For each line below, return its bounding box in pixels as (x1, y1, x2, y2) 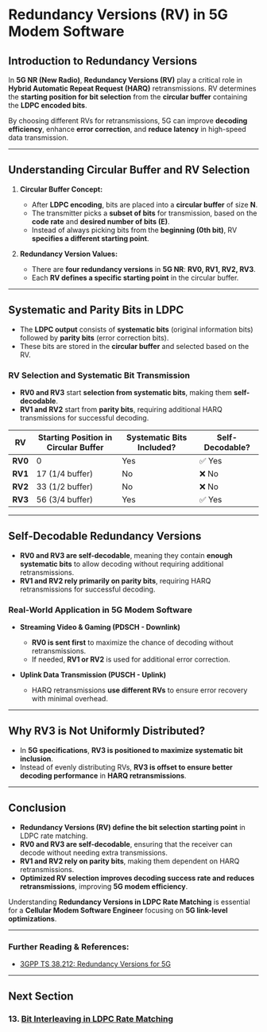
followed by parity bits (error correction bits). (19, 332, 169, 343)
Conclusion (8, 801, 67, 815)
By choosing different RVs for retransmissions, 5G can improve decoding (8, 116, 248, 125)
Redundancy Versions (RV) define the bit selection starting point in (19, 822, 246, 832)
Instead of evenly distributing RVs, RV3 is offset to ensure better (19, 762, 233, 772)
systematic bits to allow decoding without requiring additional (19, 559, 224, 568)
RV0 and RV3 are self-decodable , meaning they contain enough (19, 550, 233, 560)
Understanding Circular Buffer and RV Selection (8, 163, 250, 177)
